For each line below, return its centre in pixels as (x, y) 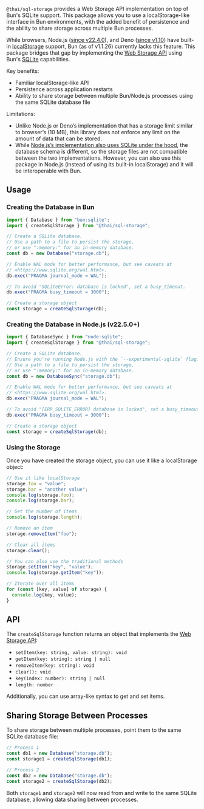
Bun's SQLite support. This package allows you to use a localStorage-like (98, 15)
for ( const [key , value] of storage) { (57, 589)
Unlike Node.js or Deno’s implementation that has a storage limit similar (104, 126)
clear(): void (33, 672)
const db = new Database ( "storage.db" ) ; (58, 254)
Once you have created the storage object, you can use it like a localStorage (102, 460)
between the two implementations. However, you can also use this (98, 158)
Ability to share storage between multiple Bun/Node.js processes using (104, 96)
